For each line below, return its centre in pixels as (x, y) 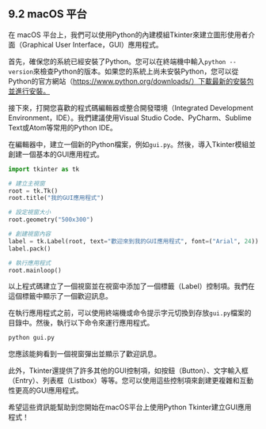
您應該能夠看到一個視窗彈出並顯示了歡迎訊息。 (84, 354)
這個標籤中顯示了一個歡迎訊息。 (60, 296)
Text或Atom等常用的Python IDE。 (63, 127)
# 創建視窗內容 (30, 234)
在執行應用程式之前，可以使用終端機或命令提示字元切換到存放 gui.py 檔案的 (130, 313)
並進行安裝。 (29, 91)
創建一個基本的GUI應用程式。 (56, 154)
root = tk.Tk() (33, 191)
